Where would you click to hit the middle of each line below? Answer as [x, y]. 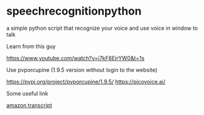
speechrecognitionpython [74, 11]
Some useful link [27, 93]
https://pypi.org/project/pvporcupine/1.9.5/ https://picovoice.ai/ [86, 82]
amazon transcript [29, 105]
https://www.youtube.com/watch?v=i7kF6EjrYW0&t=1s [75, 58]
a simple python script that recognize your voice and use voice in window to [102, 28]
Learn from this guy [31, 46]
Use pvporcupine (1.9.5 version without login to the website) [82, 70]
